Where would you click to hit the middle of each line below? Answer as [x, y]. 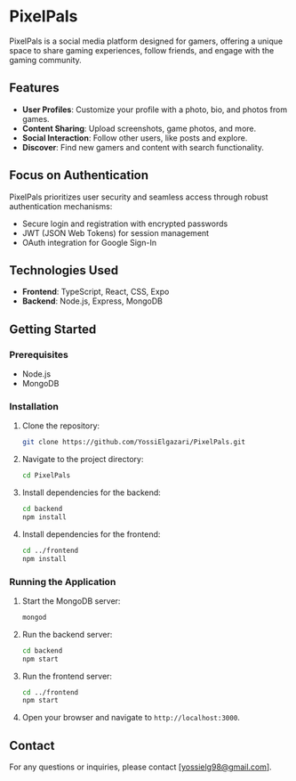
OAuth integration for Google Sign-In [89, 242]
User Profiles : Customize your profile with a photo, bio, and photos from [154, 110]
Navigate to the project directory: [83, 460]
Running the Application [63, 582]
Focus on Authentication [79, 175]
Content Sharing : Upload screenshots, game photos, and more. [139, 128]
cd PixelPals [46, 476]
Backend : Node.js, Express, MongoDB [92, 301]
